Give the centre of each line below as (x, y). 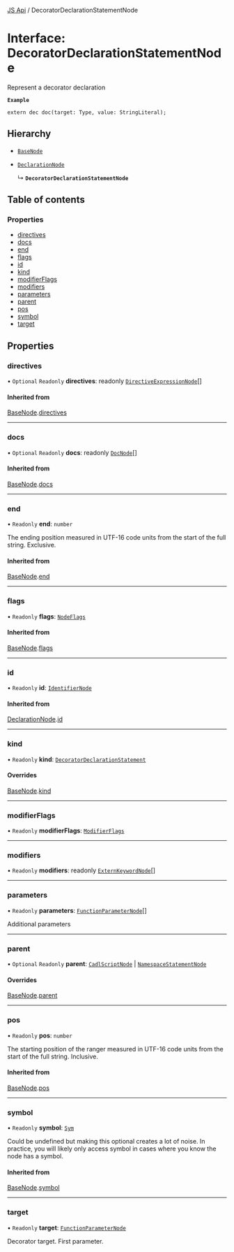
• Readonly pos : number (40, 1035)
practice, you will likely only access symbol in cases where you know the (112, 1149)
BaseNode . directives (37, 412)
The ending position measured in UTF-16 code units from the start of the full (117, 538)
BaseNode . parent (32, 995)
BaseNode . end (29, 577)
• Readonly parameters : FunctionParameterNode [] (77, 910)
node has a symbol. (36, 1156)
